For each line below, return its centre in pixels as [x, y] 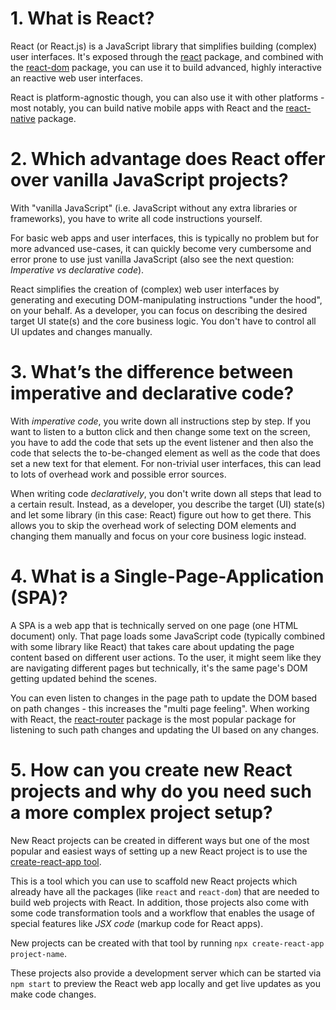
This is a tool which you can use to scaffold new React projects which [154, 881]
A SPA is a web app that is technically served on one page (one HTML [154, 625]
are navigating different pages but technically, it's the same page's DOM [159, 668]
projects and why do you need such [161, 791]
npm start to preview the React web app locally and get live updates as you [165, 983]
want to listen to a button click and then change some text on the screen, [160, 431]
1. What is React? [82, 18]
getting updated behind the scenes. [84, 678]
